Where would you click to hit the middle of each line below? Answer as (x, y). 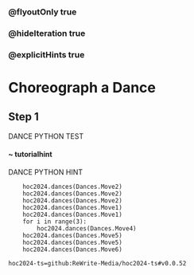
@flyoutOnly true (43, 12)
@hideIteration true (47, 33)
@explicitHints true (47, 54)
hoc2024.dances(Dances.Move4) (87, 228)
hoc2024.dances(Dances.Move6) (73, 249)
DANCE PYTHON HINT (46, 172)
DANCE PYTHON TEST (46, 136)
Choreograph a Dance (82, 87)
